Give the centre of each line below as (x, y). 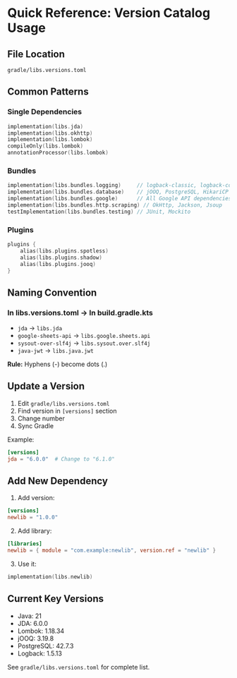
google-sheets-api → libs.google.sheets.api (84, 336)
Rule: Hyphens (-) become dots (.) (57, 364)
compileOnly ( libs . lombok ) (45, 146)
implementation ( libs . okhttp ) (50, 133)
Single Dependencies (45, 112)
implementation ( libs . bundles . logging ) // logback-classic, (102, 186)
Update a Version (46, 386)
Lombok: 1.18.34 (41, 631)
